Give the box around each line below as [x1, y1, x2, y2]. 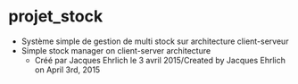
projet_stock [8, 6, 103, 27]
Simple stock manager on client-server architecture [21, 45, 211, 55]
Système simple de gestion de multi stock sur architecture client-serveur [21, 36, 289, 46]
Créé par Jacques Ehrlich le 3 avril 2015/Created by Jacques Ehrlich [34, 55, 286, 65]
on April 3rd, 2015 [34, 64, 101, 75]
